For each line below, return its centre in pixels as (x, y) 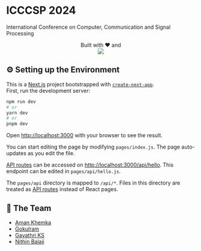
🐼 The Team (29, 208)
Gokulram (27, 229)
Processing (20, 33)
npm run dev (21, 102)
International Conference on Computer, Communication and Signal (88, 27)
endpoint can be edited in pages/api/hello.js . (64, 171)
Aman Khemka (33, 222)
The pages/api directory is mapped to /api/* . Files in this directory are (93, 183)
